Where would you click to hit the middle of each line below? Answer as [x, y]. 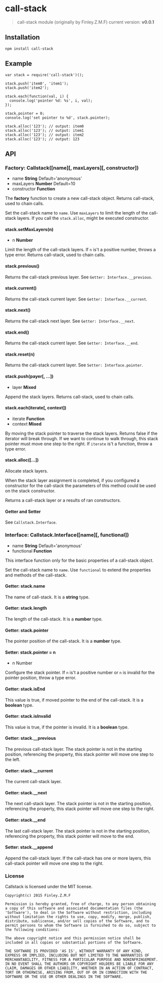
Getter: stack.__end [25, 820]
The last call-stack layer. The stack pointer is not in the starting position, [78, 831]
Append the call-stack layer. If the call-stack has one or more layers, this [78, 858]
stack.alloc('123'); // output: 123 [42, 139]
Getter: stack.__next [26, 792]
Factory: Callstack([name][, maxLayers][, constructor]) [72, 168]
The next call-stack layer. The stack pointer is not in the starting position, [79, 804]
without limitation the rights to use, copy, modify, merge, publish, [78, 917]
